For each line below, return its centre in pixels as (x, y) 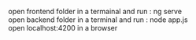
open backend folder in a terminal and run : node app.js (98, 20)
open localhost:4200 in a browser (63, 28)
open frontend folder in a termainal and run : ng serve (95, 11)
